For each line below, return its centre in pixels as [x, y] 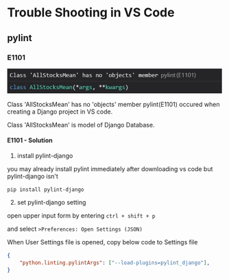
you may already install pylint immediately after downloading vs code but [110, 169]
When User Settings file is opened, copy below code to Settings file [103, 242]
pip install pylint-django [46, 190]
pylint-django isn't [33, 177]
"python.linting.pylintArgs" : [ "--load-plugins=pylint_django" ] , [115, 263]
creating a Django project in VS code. [60, 112]
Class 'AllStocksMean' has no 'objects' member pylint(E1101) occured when [113, 104]
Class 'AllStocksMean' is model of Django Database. [81, 125]
